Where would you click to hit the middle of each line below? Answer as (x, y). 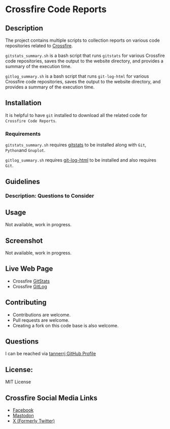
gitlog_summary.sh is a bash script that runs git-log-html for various (77, 76)
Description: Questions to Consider (50, 196)
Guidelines (23, 181)
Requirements (23, 134)
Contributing (26, 303)
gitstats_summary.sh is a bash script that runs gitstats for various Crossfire (85, 55)
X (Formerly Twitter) (33, 421)
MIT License (18, 382)
